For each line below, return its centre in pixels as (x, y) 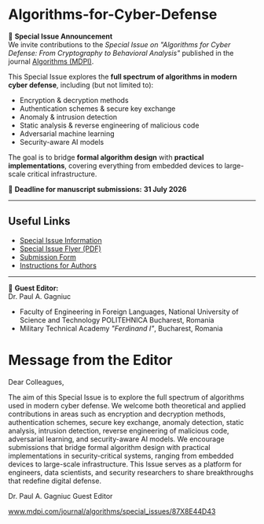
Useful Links (39, 221)
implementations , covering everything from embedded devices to (115, 165)
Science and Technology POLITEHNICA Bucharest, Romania (117, 319)
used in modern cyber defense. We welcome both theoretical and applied (127, 405)
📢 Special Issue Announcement (60, 36)
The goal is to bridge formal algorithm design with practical (106, 157)
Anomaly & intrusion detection (68, 116)
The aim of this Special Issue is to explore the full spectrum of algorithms (126, 397)
